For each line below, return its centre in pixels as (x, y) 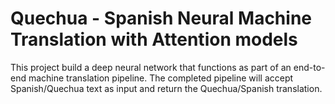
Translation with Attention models (154, 39)
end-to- (309, 67)
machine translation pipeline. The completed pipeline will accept (161, 78)
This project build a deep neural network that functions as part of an (151, 67)
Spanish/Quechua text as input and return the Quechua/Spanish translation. (166, 88)
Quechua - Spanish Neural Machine (161, 18)
